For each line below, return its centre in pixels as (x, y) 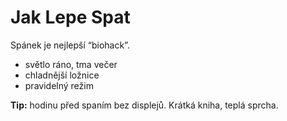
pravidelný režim (59, 85)
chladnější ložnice (62, 75)
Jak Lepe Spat (70, 17)
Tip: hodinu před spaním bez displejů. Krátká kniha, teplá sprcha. (144, 105)
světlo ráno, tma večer (71, 64)
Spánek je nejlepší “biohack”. (70, 45)
